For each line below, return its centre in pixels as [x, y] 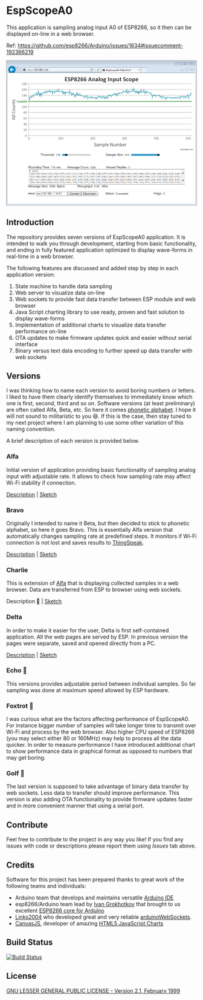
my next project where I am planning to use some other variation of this [95, 423]
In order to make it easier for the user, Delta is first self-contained [88, 630]
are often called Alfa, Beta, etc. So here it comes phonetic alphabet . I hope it [101, 410]
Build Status [30, 942]
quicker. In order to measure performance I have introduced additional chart [101, 745]
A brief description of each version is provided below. [73, 441]
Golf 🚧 [15, 773]
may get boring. [26, 758]
